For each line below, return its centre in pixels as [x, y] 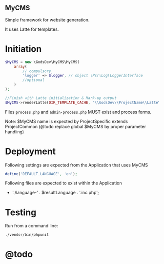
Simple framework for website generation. [47, 20]
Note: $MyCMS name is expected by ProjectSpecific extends [67, 121]
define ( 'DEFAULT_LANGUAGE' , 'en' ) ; [41, 174]
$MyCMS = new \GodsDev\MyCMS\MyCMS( [42, 62]
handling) [15, 132]
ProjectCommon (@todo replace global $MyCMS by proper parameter [76, 126]
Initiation [23, 49]
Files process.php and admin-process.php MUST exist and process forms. [78, 112]
